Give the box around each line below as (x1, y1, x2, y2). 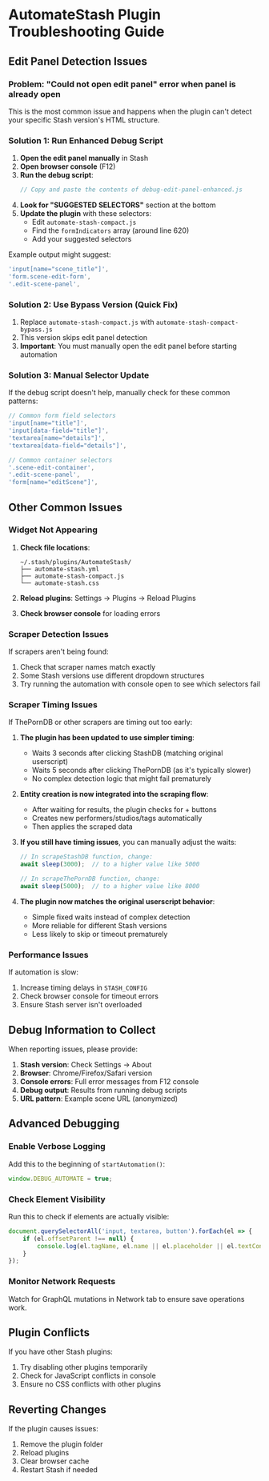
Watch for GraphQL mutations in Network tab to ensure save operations (8, 1294, 245, 1303)
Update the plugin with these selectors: (19, 209, 152, 218)
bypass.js (19, 326, 54, 334)
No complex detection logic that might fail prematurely (31, 774, 212, 783)
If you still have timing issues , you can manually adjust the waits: (19, 838, 237, 847)
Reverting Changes (8, 1403, 106, 1416)
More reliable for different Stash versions (31, 920, 167, 930)
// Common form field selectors (8, 412, 116, 420)
